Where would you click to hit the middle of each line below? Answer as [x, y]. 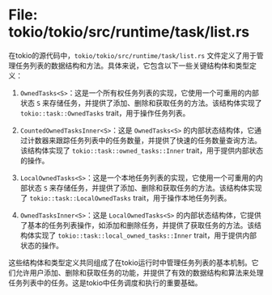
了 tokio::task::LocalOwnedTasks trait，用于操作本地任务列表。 [125, 198]
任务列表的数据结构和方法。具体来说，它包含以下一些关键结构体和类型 [132, 65]
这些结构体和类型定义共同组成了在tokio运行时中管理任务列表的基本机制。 [130, 262]
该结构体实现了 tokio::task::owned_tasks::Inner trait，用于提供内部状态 [142, 150]
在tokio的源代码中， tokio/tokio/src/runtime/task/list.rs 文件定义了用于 [132, 55]
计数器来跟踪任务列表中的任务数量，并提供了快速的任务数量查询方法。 [144, 140]
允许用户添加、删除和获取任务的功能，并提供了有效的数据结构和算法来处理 [139, 272]
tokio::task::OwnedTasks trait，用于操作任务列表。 [105, 113]
